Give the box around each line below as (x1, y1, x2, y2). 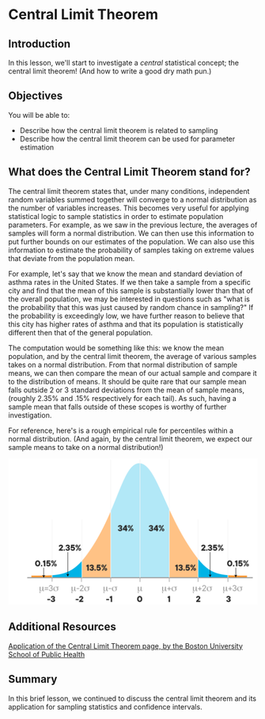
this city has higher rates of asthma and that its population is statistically (8, 319, 244, 329)
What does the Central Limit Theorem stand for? (8, 165, 251, 179)
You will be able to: (8, 110, 70, 119)
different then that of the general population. (8, 327, 153, 337)
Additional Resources (8, 620, 116, 634)
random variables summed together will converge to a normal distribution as (8, 195, 257, 204)
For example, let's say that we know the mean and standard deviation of (8, 269, 243, 278)
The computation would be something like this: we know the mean (8, 342, 225, 353)
